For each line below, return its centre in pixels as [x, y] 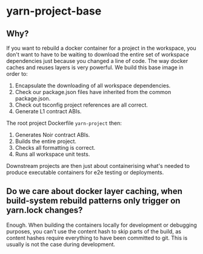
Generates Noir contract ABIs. [52, 135]
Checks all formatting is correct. [55, 148]
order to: [17, 74]
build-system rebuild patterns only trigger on [93, 201]
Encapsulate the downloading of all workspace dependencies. [93, 85]
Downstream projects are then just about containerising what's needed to [98, 166]
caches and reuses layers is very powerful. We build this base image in [95, 67]
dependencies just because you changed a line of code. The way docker [97, 61]
